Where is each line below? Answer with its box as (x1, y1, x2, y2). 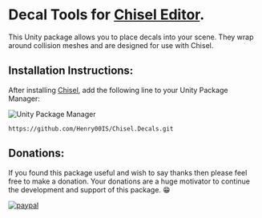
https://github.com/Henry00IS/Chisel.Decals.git (8, 124, 174, 133)
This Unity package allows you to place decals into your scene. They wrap (8, 32, 254, 42)
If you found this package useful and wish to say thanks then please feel (8, 168, 248, 177)
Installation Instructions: (8, 64, 134, 78)
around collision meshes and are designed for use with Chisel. (8, 40, 214, 50)
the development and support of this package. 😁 (8, 184, 171, 194)
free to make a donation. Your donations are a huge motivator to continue (8, 176, 251, 186)
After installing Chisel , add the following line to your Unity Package (8, 85, 228, 95)
